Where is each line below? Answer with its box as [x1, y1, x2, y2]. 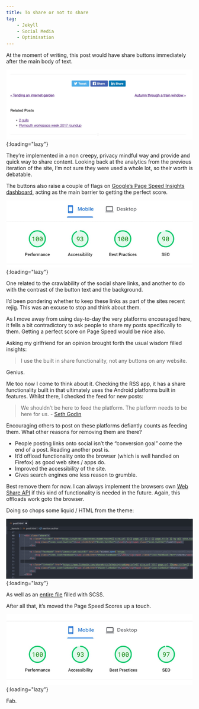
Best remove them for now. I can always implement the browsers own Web [6, 483, 188, 490]
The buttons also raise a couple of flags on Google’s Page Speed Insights [6, 183, 185, 190]
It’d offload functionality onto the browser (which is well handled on [14, 452, 179, 459]
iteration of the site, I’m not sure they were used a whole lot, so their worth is [6, 165, 193, 172]
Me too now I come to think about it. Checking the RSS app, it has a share [6, 380, 185, 388]
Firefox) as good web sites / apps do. [14, 459, 106, 466]
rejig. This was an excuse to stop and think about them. [6, 304, 141, 311]
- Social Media [17, 28, 54, 34]
